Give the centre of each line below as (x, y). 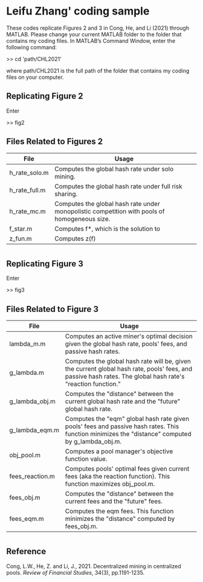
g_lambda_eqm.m (34, 430)
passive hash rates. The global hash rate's (125, 376)
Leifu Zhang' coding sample (78, 11)
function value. (86, 458)
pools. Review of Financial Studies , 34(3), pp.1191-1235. (76, 572)
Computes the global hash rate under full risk (118, 186)
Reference (26, 551)
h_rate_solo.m (29, 173)
